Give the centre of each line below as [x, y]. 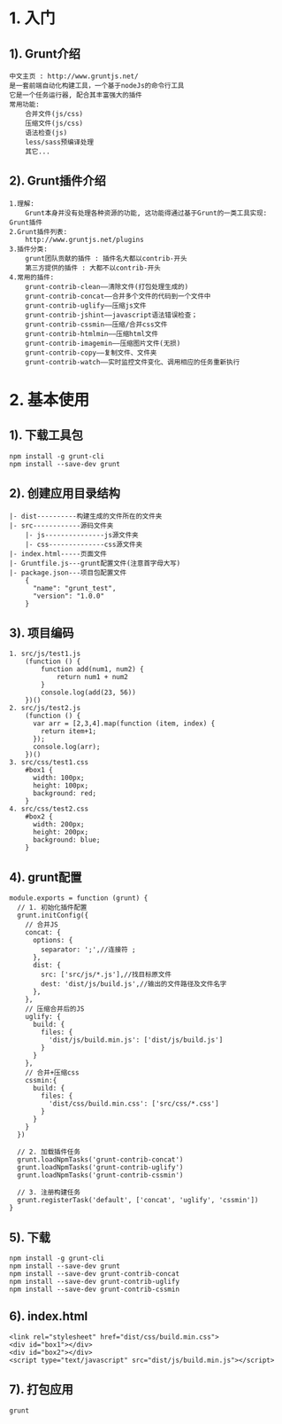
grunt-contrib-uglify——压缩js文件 [86, 305]
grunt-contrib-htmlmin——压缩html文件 [92, 333]
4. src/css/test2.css [49, 809]
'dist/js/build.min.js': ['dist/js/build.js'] [136, 1040]
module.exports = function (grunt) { [79, 898]
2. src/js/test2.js [45, 708]
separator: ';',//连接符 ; [88, 950]
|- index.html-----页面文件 [58, 554]
